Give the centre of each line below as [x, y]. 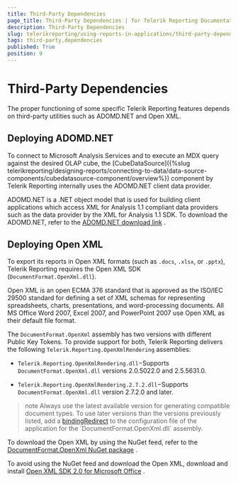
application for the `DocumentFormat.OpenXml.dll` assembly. [114, 429]
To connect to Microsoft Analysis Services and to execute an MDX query [113, 155]
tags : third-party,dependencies [55, 41]
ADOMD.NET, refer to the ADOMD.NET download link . [87, 222]
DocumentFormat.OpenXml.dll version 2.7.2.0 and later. [95, 392]
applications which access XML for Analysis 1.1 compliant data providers [113, 207]
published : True [31, 47]
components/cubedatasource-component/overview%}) [89, 178]
